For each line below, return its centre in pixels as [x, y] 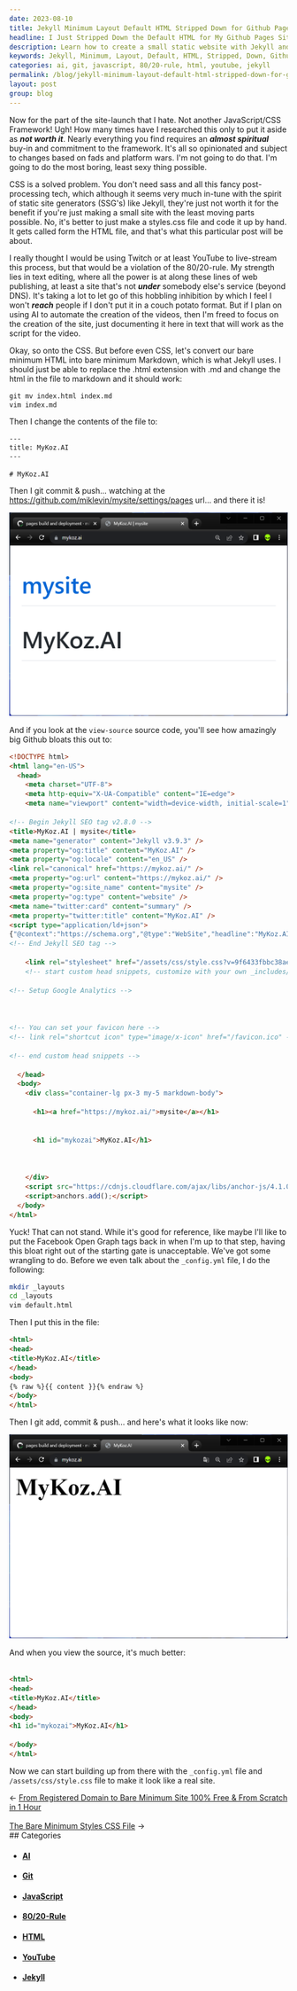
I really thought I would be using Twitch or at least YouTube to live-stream [143, 258]
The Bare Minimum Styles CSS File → [77, 1825]
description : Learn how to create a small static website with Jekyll [142, 47]
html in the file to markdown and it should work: [96, 379]
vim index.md [33, 405]
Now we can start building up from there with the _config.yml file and [136, 1771]
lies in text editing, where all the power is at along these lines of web [133, 277]
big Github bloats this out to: [61, 739]
